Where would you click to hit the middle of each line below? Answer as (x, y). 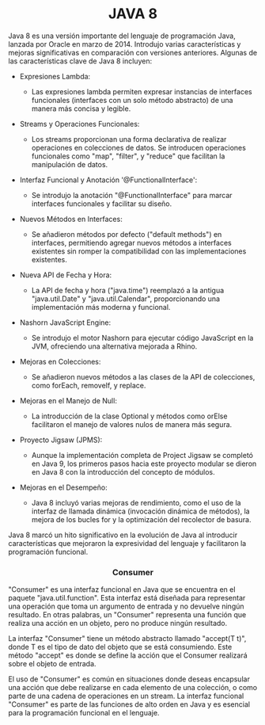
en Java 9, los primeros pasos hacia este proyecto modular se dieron (144, 464)
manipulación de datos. (70, 164)
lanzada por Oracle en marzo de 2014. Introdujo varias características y (125, 44)
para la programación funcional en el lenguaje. (84, 713)
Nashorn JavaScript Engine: (65, 322)
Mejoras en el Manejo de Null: (68, 400)
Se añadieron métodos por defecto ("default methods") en (127, 234)
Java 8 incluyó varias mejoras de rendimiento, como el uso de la (136, 502)
